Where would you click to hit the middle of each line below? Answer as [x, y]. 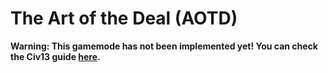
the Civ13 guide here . [55, 56]
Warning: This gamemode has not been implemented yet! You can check [164, 46]
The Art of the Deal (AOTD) [124, 18]
